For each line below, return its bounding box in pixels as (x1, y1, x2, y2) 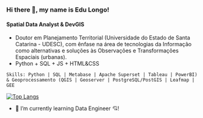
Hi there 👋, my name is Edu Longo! (6, 5, 110, 14)
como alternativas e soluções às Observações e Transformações (15, 47, 179, 54)
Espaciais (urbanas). (15, 54, 67, 61)
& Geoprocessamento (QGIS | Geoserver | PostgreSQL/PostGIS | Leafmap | (6, 77, 195, 83)
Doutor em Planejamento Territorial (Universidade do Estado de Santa (15, 34, 191, 41)
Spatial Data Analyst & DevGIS (6, 21, 85, 28)
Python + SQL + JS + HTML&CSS (15, 60, 99, 68)
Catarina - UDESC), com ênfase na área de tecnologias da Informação (15, 41, 192, 48)
